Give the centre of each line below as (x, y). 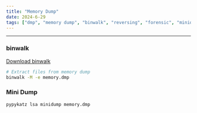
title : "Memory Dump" (33, 11)
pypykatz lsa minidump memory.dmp (48, 104)
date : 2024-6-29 (26, 17)
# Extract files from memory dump (48, 72)
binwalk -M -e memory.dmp (38, 77)
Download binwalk (28, 61)
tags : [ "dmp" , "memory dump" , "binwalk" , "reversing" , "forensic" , (90, 22)
